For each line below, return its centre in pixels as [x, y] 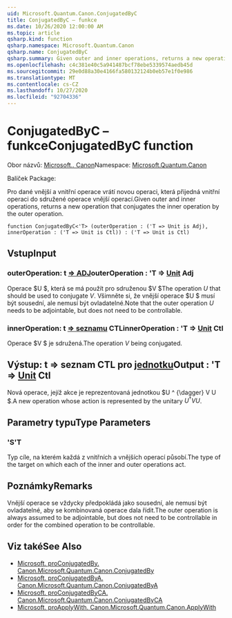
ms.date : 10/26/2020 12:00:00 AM [55, 26]
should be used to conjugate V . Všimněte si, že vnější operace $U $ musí [111, 296]
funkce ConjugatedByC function [100, 146]
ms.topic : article [33, 33]
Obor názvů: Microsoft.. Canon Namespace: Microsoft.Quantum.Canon [107, 165]
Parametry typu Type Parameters [79, 422]
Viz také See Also [45, 547]
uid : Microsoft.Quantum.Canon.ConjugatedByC [72, 13]
